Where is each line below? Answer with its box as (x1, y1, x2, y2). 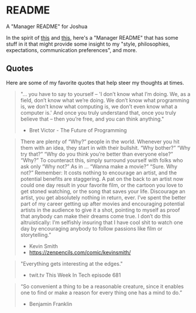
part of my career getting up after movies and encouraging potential (20, 200, 185, 207)
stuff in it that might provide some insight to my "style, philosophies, (6, 40, 170, 47)
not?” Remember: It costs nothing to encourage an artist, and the (20, 169, 177, 176)
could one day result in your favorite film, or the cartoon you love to (20, 181, 183, 188)
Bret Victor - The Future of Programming (29, 126, 127, 133)
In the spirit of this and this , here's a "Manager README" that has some (6, 34, 178, 41)
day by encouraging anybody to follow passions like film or (20, 225, 163, 232)
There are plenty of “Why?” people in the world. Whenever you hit (20, 138, 180, 145)
